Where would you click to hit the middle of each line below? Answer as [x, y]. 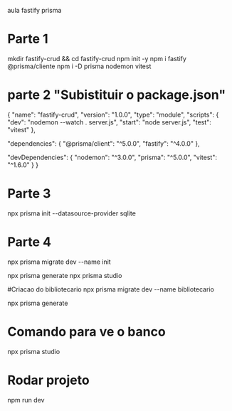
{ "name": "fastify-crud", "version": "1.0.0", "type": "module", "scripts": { [113, 114]
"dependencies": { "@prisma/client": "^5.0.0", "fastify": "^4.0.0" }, [104, 143]
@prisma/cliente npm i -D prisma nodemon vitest [79, 66]
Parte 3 [29, 194]
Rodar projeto [49, 380]
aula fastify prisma [35, 10]
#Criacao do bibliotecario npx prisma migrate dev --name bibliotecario [111, 289]
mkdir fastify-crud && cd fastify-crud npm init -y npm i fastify [97, 58]
